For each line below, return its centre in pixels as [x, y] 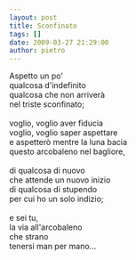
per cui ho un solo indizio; [56, 199]
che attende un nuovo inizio [60, 180]
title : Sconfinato [43, 26]
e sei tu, [24, 218]
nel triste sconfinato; [47, 104]
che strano [29, 237]
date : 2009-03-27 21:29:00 [59, 42]
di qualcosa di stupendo [53, 190]
